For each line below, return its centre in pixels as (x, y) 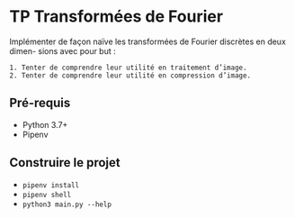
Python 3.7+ (45, 124)
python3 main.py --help (67, 204)
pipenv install (51, 185)
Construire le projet (65, 163)
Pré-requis (40, 103)
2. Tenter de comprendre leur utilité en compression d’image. (130, 75)
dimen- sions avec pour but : (63, 50)
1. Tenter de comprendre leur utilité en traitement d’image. (128, 68)
